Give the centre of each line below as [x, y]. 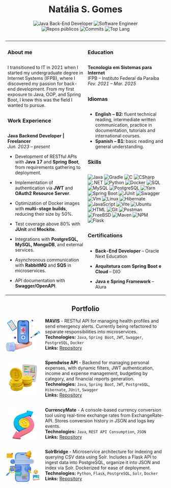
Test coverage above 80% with [48, 224]
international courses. [118, 136]
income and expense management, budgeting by [96, 374]
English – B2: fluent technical [126, 114]
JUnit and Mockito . [35, 229]
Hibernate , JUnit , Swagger [72, 390]
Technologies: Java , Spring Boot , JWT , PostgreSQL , [97, 384]
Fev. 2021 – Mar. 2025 [112, 84]
